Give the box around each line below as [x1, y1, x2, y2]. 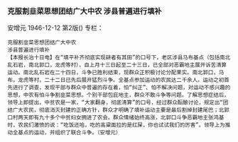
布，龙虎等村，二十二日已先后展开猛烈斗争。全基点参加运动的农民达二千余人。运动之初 [7, 76, 225, 84]
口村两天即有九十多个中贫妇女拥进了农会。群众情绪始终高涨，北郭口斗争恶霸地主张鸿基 [7, 114, 225, 122]
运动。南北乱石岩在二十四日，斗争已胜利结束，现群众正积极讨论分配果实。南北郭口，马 [7, 69, 225, 76]
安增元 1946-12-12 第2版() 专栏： [7, 23, 104, 32]
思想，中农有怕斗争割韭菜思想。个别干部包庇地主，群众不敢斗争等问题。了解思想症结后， [7, 92, 229, 99]
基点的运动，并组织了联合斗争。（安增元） [17, 129, 121, 136]
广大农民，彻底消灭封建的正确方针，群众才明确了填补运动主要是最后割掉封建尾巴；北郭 [12, 107, 229, 114]
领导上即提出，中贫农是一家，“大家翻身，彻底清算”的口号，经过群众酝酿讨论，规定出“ [7, 99, 224, 107]
